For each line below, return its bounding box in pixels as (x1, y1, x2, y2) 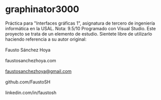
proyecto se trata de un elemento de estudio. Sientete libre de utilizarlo (5, 31, 152, 37)
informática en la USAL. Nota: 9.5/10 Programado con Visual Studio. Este (5, 25, 156, 31)
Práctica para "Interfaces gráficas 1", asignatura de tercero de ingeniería (5, 20, 155, 26)
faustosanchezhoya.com (5, 57, 56, 63)
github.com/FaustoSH (5, 79, 51, 85)
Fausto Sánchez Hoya (5, 47, 51, 53)
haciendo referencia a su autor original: (5, 36, 87, 42)
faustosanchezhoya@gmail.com (5, 68, 72, 74)
